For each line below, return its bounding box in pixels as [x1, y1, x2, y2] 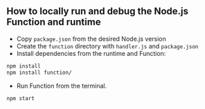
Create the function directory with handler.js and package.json [16, 41, 199, 50]
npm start [6, 95, 35, 102]
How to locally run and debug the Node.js [6, 6, 188, 17]
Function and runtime [6, 17, 101, 28]
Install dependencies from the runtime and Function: [16, 49, 166, 57]
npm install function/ [6, 69, 72, 76]
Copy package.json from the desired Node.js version [16, 34, 167, 43]
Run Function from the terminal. [16, 81, 107, 90]
